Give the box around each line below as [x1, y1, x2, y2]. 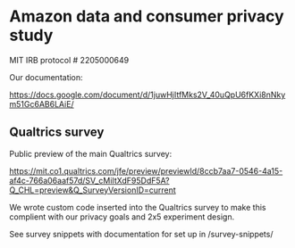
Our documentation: [9, 71, 83, 82]
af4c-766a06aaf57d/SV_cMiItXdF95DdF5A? [9, 175, 170, 186]
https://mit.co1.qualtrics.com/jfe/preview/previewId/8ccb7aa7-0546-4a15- [9, 165, 283, 176]
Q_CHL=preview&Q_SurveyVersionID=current [9, 185, 176, 195]
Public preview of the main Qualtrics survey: [9, 148, 173, 159]
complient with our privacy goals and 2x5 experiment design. [9, 211, 235, 222]
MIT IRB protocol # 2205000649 [9, 54, 130, 65]
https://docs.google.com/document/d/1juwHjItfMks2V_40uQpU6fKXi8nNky [9, 89, 286, 100]
